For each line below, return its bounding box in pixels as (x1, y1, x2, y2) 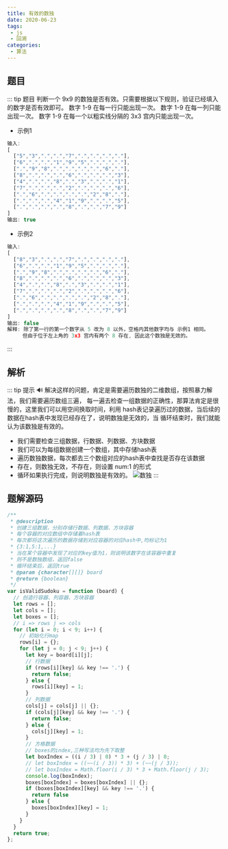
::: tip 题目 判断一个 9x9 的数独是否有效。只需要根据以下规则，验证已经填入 (7, 94, 219, 103)
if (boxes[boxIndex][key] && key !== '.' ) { (25, 785, 155, 792)
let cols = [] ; (13, 607, 57, 613)
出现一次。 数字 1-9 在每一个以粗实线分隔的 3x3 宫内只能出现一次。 (7, 112, 197, 120)
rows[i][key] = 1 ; (31, 683, 84, 690)
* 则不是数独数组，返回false (10, 556, 84, 563)
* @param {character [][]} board (10, 569, 103, 576)
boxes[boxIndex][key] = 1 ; (31, 804, 109, 811)
